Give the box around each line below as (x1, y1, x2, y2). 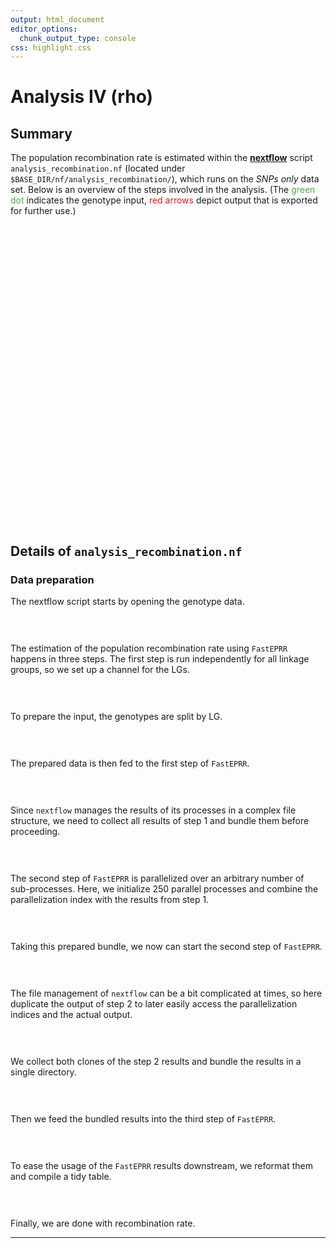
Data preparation (10, 572, 95, 586)
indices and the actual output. (10, 1008, 133, 1020)
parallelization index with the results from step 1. (10, 893, 210, 905)
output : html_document (10, 14, 105, 25)
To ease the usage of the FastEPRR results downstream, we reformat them (10, 1159, 313, 1171)
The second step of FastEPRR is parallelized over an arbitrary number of (10, 872, 305, 884)
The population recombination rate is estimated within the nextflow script (10, 152, 313, 164)
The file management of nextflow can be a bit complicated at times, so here (10, 987, 323, 999)
